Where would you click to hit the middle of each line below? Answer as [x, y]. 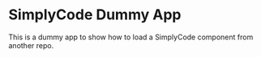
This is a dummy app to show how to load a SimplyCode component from [131, 37]
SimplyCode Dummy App [95, 15]
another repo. [31, 45]
